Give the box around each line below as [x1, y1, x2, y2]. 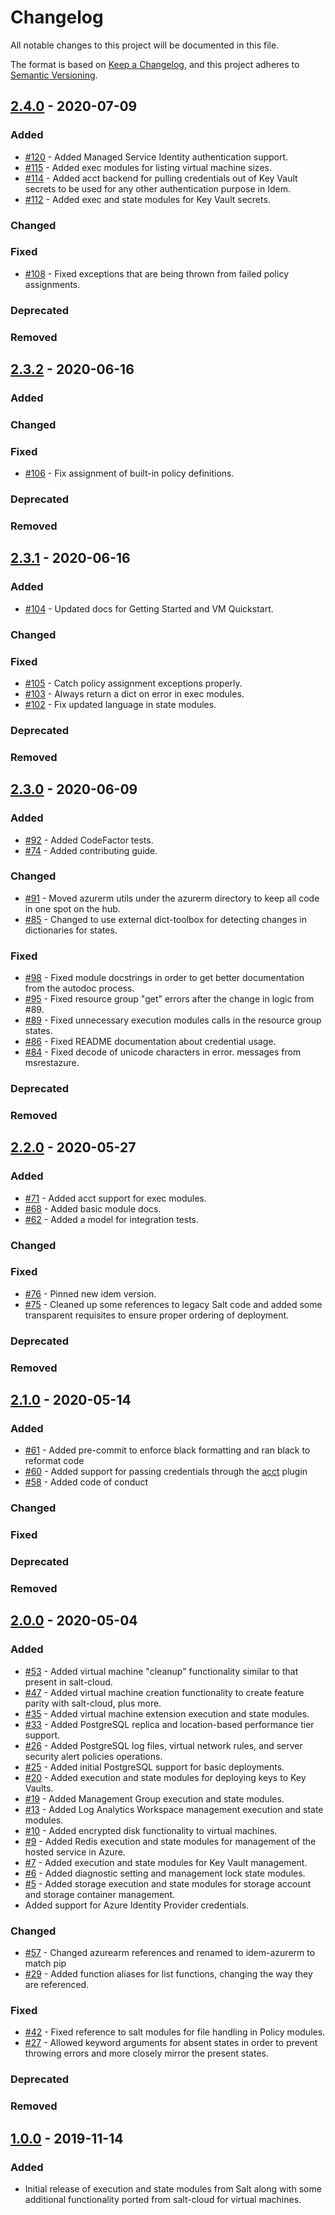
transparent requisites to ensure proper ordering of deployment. [24, 1309, 290, 1321]
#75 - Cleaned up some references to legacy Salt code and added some [24, 1298, 323, 1310]
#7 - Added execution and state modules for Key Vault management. [24, 1856, 308, 1868]
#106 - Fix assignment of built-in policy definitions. [24, 467, 235, 480]
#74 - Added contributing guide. [24, 844, 158, 856]
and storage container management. [24, 1888, 176, 1900]
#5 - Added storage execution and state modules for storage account [24, 1877, 312, 1890]
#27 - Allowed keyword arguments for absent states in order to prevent [24, 2037, 318, 2049]
